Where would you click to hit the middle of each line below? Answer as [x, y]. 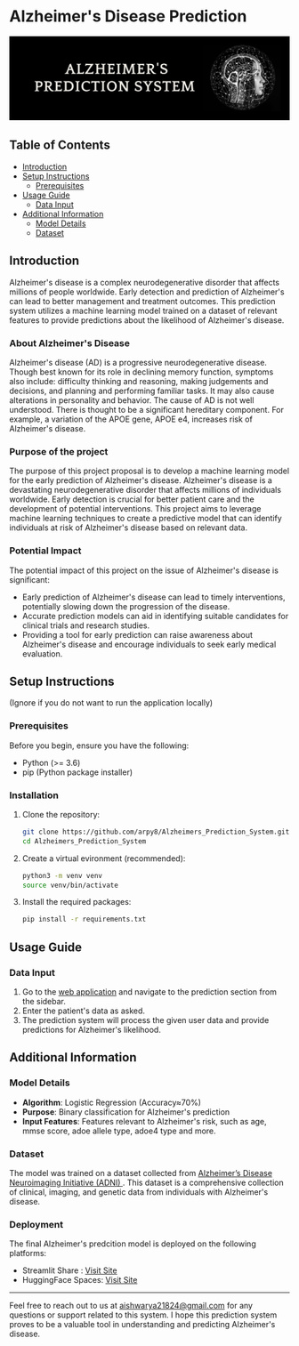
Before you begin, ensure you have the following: [99, 746]
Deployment [36, 1224]
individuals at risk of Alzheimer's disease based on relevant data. [128, 528]
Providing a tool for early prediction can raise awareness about [137, 634]
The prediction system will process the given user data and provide [145, 1020]
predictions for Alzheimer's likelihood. [92, 1030]
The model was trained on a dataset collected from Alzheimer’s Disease [141, 1173]
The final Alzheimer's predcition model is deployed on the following [133, 1244]
